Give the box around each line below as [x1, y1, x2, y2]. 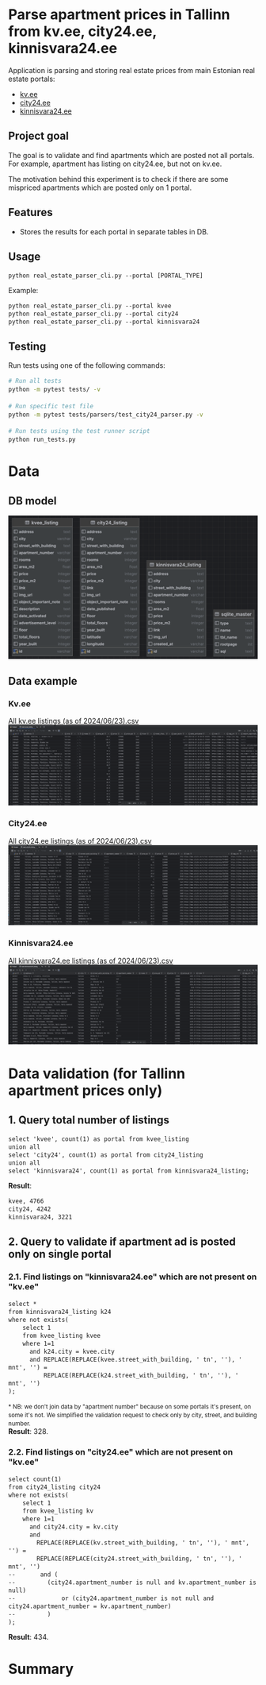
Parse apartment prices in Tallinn [8, 6, 231, 24]
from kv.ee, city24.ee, [8, 22, 157, 41]
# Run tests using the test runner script [8, 427, 150, 435]
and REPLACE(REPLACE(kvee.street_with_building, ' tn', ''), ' [28, 1355, 243, 1363]
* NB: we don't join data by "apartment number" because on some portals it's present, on [8, 1402, 252, 1411]
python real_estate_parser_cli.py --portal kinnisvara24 [8, 318, 200, 327]
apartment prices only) [8, 1082, 163, 1100]
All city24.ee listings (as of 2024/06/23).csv [8, 836, 152, 845]
